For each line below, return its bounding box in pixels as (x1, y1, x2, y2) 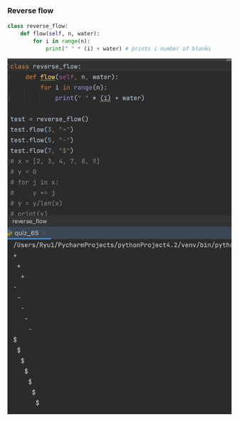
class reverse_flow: (7, 23, 69, 30)
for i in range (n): (33, 38, 91, 45)
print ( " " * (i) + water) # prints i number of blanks (45, 45, 212, 52)
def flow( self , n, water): (20, 31, 100, 38)
